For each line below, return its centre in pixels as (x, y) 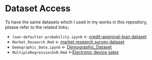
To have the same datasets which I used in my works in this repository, (76, 22)
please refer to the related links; (37, 27)
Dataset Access (38, 9)
